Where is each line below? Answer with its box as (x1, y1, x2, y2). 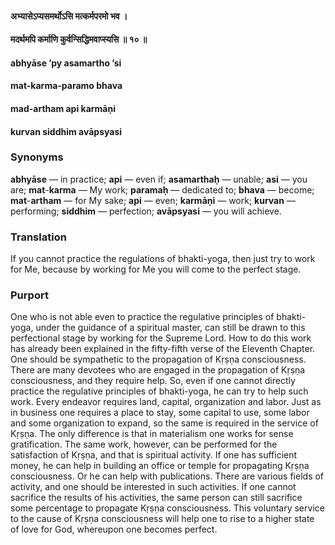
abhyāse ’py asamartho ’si (10, 57, 122, 69)
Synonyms (10, 150, 64, 164)
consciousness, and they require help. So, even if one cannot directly (10, 375, 296, 387)
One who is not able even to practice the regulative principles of (10, 311, 275, 323)
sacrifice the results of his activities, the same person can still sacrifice (10, 492, 303, 504)
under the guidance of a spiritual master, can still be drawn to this (35, 322, 306, 334)
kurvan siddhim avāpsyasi (10, 125, 123, 137)
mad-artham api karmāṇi (10, 102, 117, 114)
